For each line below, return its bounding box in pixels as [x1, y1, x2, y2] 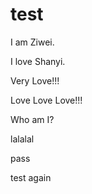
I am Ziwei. [10, 36, 55, 48]
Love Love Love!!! [10, 94, 83, 106]
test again [10, 171, 52, 183]
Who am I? [10, 113, 55, 125]
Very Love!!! [10, 74, 60, 87]
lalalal [10, 133, 35, 145]
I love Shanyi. [10, 55, 66, 67]
